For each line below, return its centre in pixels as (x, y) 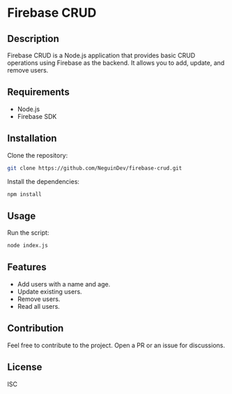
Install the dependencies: (44, 181)
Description (33, 39)
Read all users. (39, 306)
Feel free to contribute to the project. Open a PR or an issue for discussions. (116, 345)
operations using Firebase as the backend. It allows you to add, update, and (116, 63)
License (25, 367)
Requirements (38, 92)
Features (27, 267)
